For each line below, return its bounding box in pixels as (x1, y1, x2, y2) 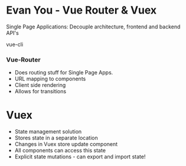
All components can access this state (14, 147, 106, 154)
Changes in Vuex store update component (14, 141, 118, 148)
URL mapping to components (14, 75, 86, 83)
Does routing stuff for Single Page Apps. (14, 69, 113, 76)
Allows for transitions (14, 88, 67, 95)
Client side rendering (14, 82, 66, 89)
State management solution (14, 128, 82, 135)
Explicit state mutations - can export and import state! (14, 153, 146, 160)
